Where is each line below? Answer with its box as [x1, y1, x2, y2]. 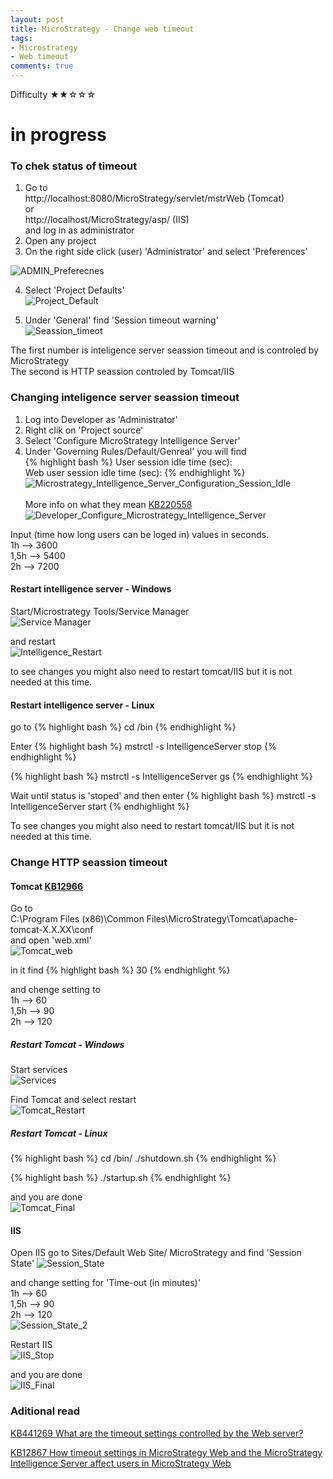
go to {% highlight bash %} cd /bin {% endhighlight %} [10, 721, 237, 733]
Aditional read [10, 1404, 81, 1418]
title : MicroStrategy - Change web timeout [10, 24, 195, 34]
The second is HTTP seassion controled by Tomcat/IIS [10, 366, 235, 378]
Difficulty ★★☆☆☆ [10, 89, 97, 100]
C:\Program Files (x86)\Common [10, 913, 145, 925]
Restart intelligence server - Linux [10, 699, 155, 711]
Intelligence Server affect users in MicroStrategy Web [10, 1457, 232, 1469]
